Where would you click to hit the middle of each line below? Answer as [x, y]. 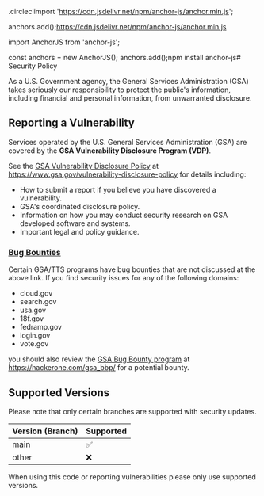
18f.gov [32, 319]
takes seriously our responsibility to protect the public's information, [120, 90]
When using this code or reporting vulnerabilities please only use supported [132, 477]
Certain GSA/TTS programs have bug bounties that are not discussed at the [132, 269]
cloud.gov [36, 293]
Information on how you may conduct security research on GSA [124, 215]
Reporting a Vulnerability [71, 123]
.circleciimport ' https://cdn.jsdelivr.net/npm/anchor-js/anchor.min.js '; [121, 11]
